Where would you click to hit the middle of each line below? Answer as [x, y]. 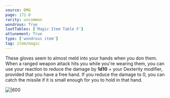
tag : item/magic [23, 44]
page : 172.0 [18, 15]
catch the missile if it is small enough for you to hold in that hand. [74, 80]
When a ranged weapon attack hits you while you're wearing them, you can [85, 63]
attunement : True [24, 34]
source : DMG [18, 10]
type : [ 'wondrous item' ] [32, 39]
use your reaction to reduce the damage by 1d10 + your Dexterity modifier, [84, 69]
